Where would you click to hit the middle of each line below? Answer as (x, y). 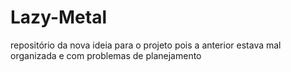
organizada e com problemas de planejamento (106, 55)
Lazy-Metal (58, 17)
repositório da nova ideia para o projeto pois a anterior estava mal (146, 45)
